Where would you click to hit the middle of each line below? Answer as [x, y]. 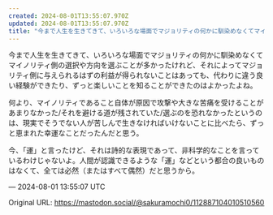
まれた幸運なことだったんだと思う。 [83, 133]
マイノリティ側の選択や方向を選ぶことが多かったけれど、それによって [125, 65]
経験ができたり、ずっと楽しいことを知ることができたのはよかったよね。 [136, 85]
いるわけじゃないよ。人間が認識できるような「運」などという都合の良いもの [136, 161]
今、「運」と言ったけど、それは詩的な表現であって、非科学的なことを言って [134, 150]
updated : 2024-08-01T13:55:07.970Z [69, 24]
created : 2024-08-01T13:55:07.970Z [69, 16]
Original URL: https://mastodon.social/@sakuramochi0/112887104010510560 [136, 203]
